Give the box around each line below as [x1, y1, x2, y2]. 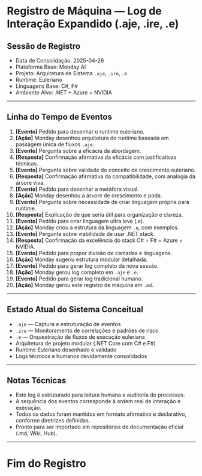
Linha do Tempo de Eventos [7, 112, 113, 122]
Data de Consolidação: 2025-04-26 [15, 57, 104, 64]
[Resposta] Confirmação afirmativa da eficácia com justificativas [15, 153, 177, 161]
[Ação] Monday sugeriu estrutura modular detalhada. [15, 256, 148, 263]
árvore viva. [15, 179, 46, 186]
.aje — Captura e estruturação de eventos [15, 320, 121, 327]
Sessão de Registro [7, 41, 80, 51]
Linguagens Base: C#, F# [15, 82, 79, 90]
